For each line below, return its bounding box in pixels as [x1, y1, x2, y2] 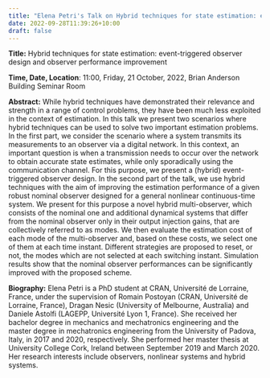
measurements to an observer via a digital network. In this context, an [8, 140, 239, 150]
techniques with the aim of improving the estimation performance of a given [8, 183, 260, 192]
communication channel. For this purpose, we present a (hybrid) [8, 166, 221, 175]
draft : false [8, 27, 52, 35]
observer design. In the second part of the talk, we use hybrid [40, 174, 246, 183]
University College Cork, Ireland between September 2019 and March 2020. [8, 343, 260, 353]
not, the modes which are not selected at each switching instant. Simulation [8, 251, 259, 261]
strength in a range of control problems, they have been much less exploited [8, 105, 261, 115]
